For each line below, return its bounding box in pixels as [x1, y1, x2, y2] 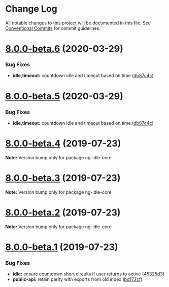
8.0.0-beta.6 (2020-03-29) [5, 43, 123, 55]
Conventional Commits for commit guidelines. [5, 25, 100, 31]
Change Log [5, 3, 57, 15]
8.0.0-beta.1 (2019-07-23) [5, 241, 118, 253]
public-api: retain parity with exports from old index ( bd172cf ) [12, 276, 143, 282]
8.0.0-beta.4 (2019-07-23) [5, 138, 121, 150]
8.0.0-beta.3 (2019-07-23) [5, 172, 121, 184]
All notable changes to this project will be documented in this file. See [5, 20, 151, 26]
